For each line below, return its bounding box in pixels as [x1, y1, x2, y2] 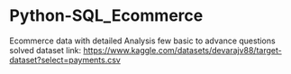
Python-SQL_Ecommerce [9, 5, 204, 26]
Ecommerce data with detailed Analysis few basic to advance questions [9, 35, 277, 46]
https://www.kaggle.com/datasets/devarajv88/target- [83, 44, 282, 55]
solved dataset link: [9, 44, 82, 55]
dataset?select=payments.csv [9, 54, 122, 65]
